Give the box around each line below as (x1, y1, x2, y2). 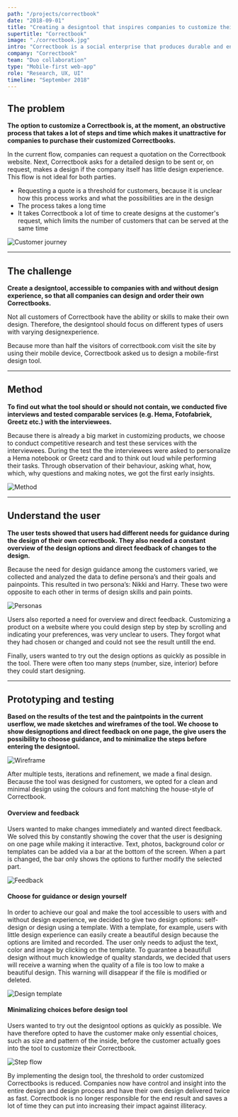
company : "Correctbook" (7, 50, 78, 57)
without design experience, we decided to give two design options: (7, 915, 203, 924)
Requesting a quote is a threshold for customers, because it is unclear (17, 186, 222, 195)
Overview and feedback (7, 809, 79, 817)
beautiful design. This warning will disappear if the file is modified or (7, 968, 208, 977)
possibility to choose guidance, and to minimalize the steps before (7, 735, 208, 743)
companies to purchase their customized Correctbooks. (7, 136, 176, 145)
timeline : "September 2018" (7, 76, 91, 84)
